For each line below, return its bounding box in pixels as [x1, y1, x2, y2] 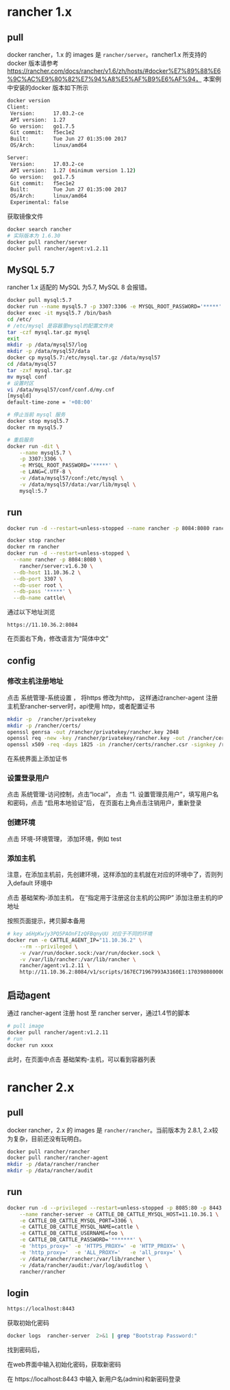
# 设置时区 [7, 380, 34, 386]
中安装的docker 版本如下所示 [7, 84, 89, 91]
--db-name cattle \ [13, 594, 66, 601]
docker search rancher [7, 226, 72, 233]
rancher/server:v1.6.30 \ [19, 562, 94, 570]
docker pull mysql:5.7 [7, 297, 72, 304]
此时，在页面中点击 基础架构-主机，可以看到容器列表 [7, 1055, 156, 1063]
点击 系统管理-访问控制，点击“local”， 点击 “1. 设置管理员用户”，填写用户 [7, 790, 213, 798]
